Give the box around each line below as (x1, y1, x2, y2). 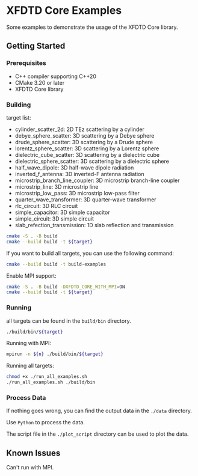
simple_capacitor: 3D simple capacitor (14, 209, 110, 216)
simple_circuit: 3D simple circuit (14, 215, 94, 222)
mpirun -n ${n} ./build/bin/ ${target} (6, 351, 104, 358)
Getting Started (6, 41, 66, 51)
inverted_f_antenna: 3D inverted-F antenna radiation (14, 170, 144, 177)
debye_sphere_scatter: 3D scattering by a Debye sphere (14, 132, 155, 139)
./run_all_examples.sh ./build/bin (6, 379, 96, 385)
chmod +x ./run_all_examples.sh (6, 374, 87, 380)
